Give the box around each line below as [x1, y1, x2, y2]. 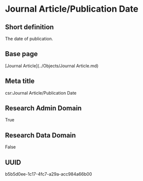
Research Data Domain [5, 131, 76, 140]
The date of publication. [5, 36, 53, 41]
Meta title [5, 77, 35, 85]
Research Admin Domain [5, 104, 82, 113]
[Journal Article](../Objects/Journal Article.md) [5, 62, 99, 69]
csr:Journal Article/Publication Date [5, 90, 77, 96]
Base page [5, 50, 38, 58]
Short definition [5, 23, 54, 31]
